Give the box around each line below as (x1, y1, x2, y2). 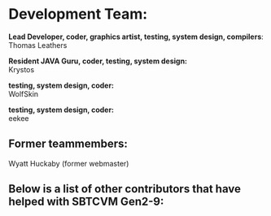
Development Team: (8, 5, 148, 24)
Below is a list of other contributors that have (8, 182, 242, 196)
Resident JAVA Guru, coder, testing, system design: (8, 56, 188, 66)
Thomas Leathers (8, 40, 68, 50)
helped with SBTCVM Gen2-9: (8, 195, 164, 209)
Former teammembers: (8, 137, 128, 151)
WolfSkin (8, 89, 39, 98)
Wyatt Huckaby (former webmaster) (8, 158, 129, 168)
